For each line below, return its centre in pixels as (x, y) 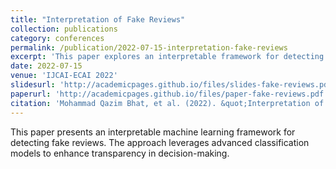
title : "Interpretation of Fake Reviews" (98, 19)
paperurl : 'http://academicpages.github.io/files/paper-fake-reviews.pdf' (169, 94)
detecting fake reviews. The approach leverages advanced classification (160, 142)
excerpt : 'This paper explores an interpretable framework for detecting (167, 57)
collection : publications (64, 29)
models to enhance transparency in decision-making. (120, 153)
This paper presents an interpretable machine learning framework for (153, 132)
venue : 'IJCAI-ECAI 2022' (64, 76)
